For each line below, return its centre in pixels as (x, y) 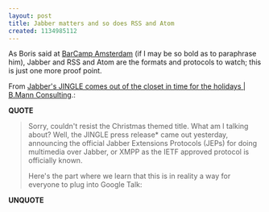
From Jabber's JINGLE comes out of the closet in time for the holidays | (127, 86)
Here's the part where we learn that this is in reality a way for (129, 176)
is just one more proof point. (55, 71)
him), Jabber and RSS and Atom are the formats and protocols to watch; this (135, 62)
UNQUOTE (26, 200)
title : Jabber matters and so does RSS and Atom (91, 23)
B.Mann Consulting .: (42, 95)
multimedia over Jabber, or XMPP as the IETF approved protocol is (139, 152)
